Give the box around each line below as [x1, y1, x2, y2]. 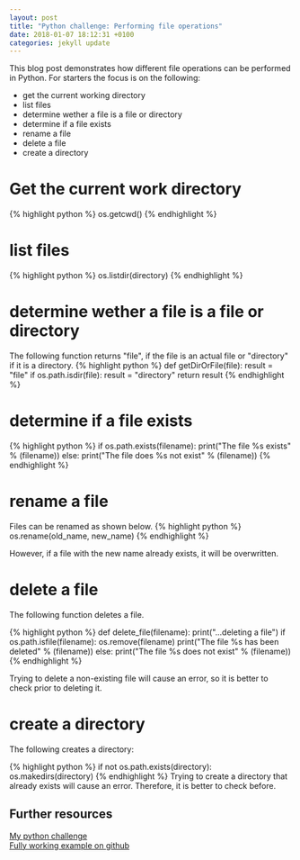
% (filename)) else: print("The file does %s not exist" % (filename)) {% [9, 450, 271, 460]
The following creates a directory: [9, 744, 135, 755]
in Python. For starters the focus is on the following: [9, 73, 200, 84]
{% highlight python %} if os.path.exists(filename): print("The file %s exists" [9, 440, 292, 451]
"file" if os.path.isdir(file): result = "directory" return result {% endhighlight [9, 370, 285, 381]
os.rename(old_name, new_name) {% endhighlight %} [9, 530, 209, 541]
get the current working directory [22, 90, 146, 101]
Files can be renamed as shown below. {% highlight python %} [9, 521, 242, 531]
